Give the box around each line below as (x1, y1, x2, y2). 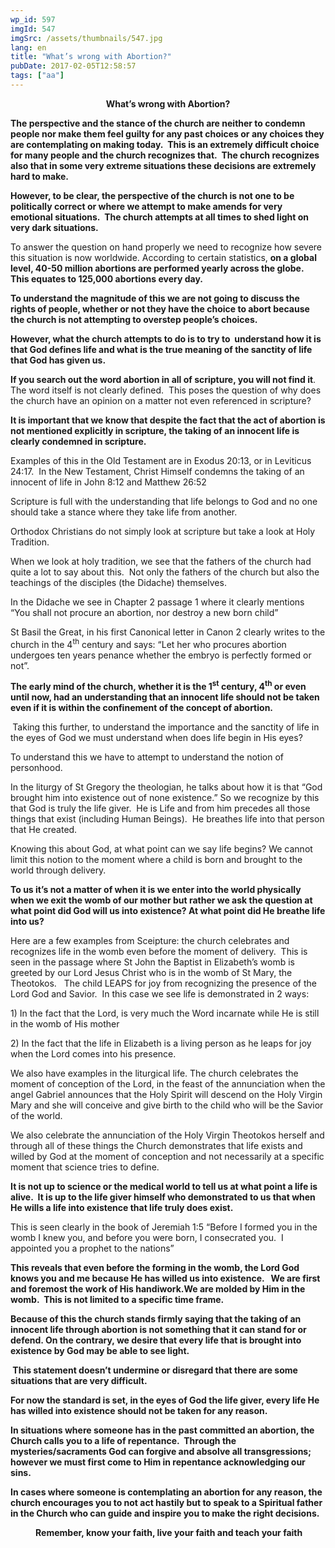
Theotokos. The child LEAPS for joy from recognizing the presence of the (10, 977, 317, 990)
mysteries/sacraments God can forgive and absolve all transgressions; (10, 1446, 312, 1458)
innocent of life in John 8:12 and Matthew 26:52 (10, 476, 207, 488)
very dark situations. (10, 221, 99, 233)
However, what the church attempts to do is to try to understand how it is (10, 332, 322, 345)
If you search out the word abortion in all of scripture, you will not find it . (10, 373, 317, 385)
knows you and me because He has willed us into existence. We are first (10, 1272, 321, 1285)
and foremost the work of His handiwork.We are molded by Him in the (10, 1283, 306, 1295)
